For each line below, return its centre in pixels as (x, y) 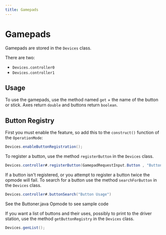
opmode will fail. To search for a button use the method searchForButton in (81, 180)
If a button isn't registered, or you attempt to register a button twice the (78, 175)
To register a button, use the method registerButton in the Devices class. (80, 156)
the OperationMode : (24, 138)
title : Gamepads (22, 10)
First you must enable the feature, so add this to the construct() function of (82, 133)
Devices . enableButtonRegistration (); (44, 147)
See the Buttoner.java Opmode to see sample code (57, 204)
